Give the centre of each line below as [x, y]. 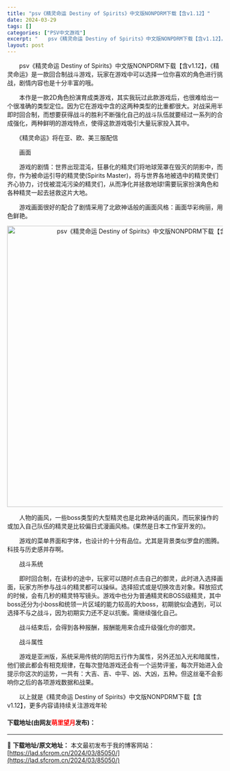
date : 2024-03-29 [32, 20]
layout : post [26, 45]
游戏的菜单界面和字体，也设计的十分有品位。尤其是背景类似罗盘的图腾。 [121, 541]
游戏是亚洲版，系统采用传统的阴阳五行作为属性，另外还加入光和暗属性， [121, 656]
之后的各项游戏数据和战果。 [58, 682]
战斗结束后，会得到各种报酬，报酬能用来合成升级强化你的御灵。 [109, 627]
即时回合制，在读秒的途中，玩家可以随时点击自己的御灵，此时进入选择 [118, 578]
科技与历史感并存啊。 [37, 549]
